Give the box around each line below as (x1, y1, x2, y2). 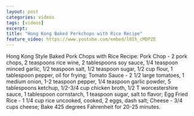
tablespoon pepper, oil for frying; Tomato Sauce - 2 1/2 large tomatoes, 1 (6, 72, 184, 79)
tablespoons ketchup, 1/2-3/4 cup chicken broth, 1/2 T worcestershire (6, 84, 178, 91)
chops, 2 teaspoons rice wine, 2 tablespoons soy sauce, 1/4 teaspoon (6, 59, 178, 66)
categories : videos (6, 14, 55, 20)
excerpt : (6, 25, 28, 32)
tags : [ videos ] (6, 20, 44, 26)
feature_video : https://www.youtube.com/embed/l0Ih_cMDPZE (6, 36, 156, 42)
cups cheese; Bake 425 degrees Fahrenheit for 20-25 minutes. (6, 104, 161, 110)
